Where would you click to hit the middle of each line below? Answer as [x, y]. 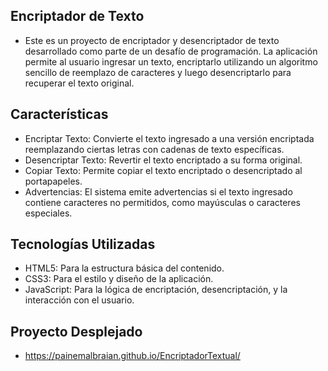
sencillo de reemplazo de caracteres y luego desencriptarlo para [158, 72]
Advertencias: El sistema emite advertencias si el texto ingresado [158, 191]
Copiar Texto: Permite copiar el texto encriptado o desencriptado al [163, 170]
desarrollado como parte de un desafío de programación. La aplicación [171, 51]
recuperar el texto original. [79, 83]
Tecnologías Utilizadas [83, 244]
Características [59, 114]
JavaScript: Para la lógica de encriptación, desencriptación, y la [156, 290]
